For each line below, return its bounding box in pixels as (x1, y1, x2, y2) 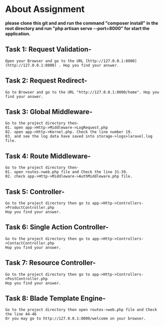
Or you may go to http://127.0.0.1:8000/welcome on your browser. (5, 316, 146, 321)
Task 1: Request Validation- (5, 45, 92, 53)
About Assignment (5, 3, 85, 15)
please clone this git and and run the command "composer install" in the (5, 20, 159, 26)
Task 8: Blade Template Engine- (5, 294, 106, 303)
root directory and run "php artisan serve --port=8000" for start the (5, 25, 150, 31)
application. (5, 30, 31, 36)
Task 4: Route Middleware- (5, 151, 91, 160)
